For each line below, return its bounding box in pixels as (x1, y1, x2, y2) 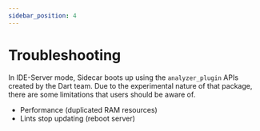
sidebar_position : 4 (8, 11, 78, 20)
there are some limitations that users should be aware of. (8, 89, 196, 99)
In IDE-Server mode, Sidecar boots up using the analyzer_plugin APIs (8, 73, 238, 82)
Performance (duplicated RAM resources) (19, 105, 158, 114)
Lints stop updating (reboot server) (19, 113, 136, 123)
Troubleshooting (8, 46, 122, 64)
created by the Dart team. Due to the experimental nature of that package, (8, 81, 253, 90)
